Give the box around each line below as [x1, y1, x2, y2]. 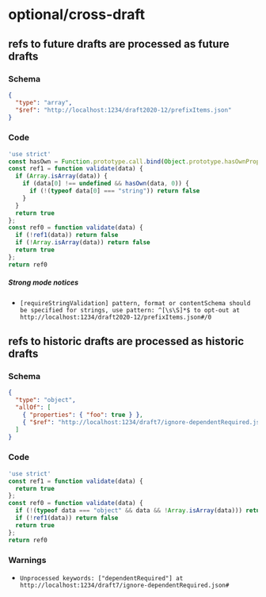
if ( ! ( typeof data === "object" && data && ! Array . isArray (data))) [15, 507, 243, 515]
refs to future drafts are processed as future [8, 37, 230, 51]
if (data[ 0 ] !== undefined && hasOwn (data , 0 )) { [22, 180, 190, 188]
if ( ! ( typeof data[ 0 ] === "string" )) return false [28, 187, 200, 195]
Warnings [8, 555, 47, 566]
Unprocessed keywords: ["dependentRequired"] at [19, 574, 184, 582]
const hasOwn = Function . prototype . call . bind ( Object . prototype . [8, 157, 225, 166]
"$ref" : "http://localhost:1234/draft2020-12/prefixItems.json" [15, 105, 232, 114]
